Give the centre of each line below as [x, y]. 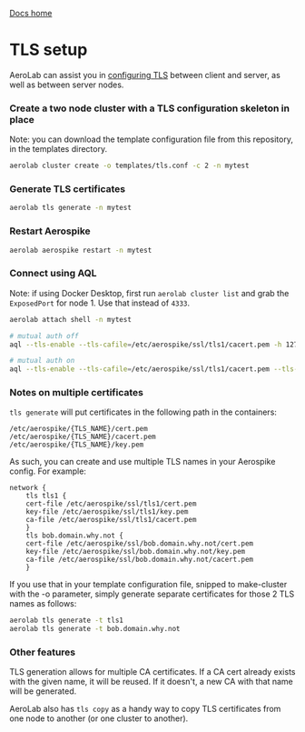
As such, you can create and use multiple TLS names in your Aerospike [143, 462]
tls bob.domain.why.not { [75, 536]
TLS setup [49, 50]
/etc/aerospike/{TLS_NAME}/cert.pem [79, 429]
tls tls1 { [46, 496]
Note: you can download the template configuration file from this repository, [151, 139]
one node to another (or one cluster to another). [99, 718]
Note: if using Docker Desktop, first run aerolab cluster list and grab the [149, 293]
